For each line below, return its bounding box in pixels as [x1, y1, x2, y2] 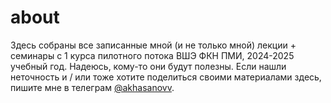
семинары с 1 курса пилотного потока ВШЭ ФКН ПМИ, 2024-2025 [10, 49, 295, 61]
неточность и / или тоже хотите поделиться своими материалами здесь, [10, 71, 322, 83]
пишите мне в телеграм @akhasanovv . [10, 81, 175, 93]
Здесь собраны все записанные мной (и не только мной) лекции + [10, 39, 297, 51]
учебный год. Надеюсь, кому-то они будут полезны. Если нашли [10, 60, 287, 72]
